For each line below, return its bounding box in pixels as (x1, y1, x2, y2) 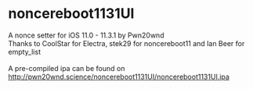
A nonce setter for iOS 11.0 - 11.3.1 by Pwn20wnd (8, 30, 164, 40)
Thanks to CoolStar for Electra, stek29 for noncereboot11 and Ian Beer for (8, 38, 245, 48)
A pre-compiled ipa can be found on (8, 63, 125, 73)
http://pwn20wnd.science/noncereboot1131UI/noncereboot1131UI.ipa (8, 72, 230, 81)
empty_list (8, 47, 42, 56)
